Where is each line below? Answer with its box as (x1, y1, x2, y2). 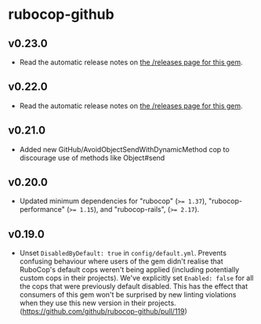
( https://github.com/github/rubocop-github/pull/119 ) (19, 307, 188, 316)
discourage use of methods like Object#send (19, 153, 165, 162)
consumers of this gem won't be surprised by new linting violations (19, 290, 237, 300)
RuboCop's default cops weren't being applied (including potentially (19, 265, 240, 275)
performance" (19, 205, 65, 214)
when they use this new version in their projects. (19, 298, 176, 308)
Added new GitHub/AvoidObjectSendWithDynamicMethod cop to (19, 144, 230, 154)
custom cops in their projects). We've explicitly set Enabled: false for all (19, 273, 254, 283)
